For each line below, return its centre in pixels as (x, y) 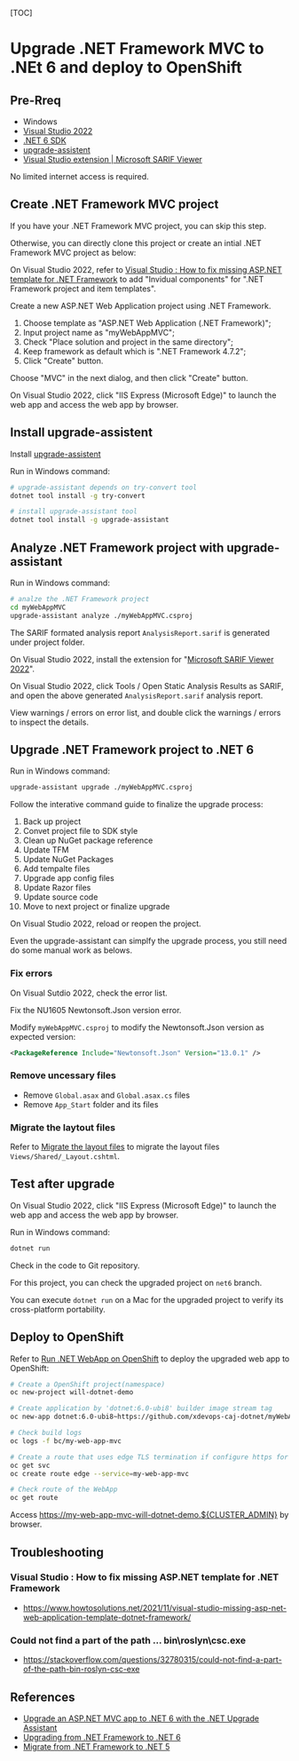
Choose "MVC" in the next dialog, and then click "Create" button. (129, 377)
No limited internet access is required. (79, 176)
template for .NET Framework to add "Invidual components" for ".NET (137, 279)
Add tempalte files (56, 869)
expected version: (43, 1036)
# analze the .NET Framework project (80, 599)
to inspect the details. (50, 722)
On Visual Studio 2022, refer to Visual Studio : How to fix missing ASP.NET (146, 269)
